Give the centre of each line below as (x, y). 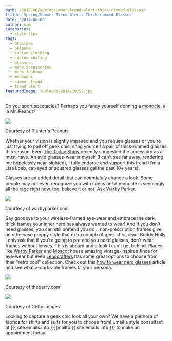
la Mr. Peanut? (21, 111)
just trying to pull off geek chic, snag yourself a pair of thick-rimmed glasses (86, 146)
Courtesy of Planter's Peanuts (37, 131)
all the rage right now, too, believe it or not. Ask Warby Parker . (71, 189)
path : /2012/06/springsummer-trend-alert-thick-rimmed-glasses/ (75, 10)
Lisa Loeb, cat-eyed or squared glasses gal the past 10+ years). (73, 168)
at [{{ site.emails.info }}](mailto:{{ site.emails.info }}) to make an (73, 327)
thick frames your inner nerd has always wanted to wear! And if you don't (83, 224)
